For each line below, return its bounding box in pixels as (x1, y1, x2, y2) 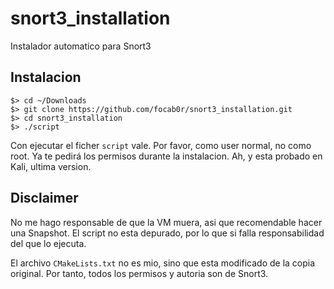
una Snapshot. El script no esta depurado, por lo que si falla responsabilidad (10, 227, 325, 239)
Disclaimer (10, 190, 79, 207)
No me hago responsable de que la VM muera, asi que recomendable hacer (10, 216, 323, 228)
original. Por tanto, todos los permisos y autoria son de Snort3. (10, 267, 269, 279)
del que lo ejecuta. (10, 237, 87, 249)
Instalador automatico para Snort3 (10, 40, 152, 52)
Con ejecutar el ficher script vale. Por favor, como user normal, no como (10, 139, 312, 151)
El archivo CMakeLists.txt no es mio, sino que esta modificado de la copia (10, 257, 316, 269)
